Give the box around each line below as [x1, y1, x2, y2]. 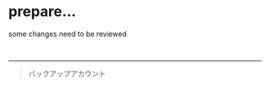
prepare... [8, 2, 76, 21]
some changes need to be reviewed [8, 29, 127, 39]
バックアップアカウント [27, 68, 106, 78]
